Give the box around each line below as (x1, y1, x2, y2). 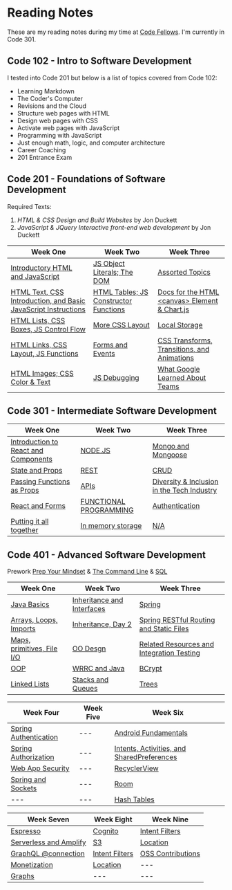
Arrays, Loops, (10, 615, 58, 625)
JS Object (93, 258, 126, 268)
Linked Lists (10, 680, 50, 689)
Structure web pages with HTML (17, 109, 110, 117)
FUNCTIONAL (80, 497, 126, 507)
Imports (10, 624, 36, 634)
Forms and (93, 340, 128, 349)
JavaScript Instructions (10, 305, 86, 314)
